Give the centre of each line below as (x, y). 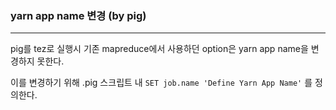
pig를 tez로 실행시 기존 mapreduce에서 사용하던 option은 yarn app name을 (159, 49)
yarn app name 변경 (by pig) (78, 15)
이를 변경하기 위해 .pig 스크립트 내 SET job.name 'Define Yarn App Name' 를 (161, 83)
